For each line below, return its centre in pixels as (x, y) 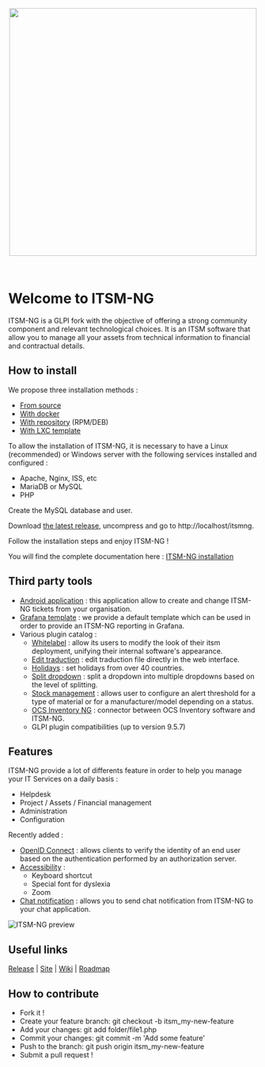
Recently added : (36, 835)
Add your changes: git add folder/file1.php (88, 1029)
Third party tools (51, 581)
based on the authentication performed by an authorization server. (128, 859)
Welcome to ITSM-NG (81, 298)
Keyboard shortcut (62, 876)
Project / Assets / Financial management (85, 803)
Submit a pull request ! (56, 1055)
